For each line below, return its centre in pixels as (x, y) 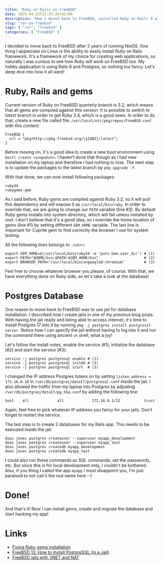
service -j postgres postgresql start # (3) (52, 367)
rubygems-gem (18, 190)
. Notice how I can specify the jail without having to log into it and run (87, 330)
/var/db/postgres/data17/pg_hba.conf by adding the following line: (72, 391)
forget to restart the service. (33, 415)
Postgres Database (44, 296)
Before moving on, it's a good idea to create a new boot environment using (80, 152)
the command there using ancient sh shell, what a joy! (59, 335)
